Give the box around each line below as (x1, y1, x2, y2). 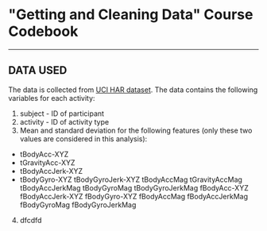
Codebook (8, 22, 79, 40)
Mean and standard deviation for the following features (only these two (19, 125, 253, 135)
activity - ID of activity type (19, 117, 110, 126)
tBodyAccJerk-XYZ (19, 166, 83, 175)
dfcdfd (19, 215, 42, 225)
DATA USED (8, 64, 68, 77)
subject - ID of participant (19, 109, 105, 118)
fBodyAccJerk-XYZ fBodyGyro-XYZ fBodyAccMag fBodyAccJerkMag (19, 191, 249, 201)
